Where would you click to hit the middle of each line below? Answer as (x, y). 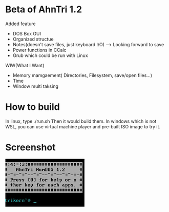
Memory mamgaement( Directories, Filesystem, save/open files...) (82, 75)
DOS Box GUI (27, 33)
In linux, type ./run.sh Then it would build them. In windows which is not (81, 121)
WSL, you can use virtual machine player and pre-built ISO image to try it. (83, 126)
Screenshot (30, 148)
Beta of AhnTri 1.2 (44, 9)
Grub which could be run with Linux (50, 55)
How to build (33, 107)
